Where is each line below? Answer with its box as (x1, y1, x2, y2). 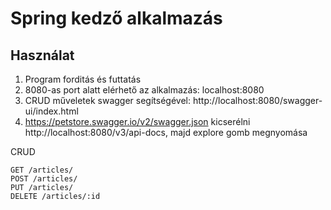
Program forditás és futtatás (24, 73, 142, 85)
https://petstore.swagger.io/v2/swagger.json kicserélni (24, 116, 251, 127)
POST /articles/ (10, 174, 78, 184)
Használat (10, 47, 75, 64)
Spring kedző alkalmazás (10, 7, 223, 30)
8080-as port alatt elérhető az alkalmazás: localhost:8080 (24, 84, 265, 96)
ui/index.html (24, 105, 79, 117)
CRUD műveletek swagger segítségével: (24, 95, 191, 106)
